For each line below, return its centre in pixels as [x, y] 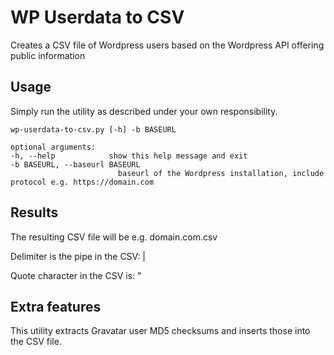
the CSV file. [36, 342]
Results [34, 212]
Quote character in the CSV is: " [76, 275]
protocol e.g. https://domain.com [82, 182]
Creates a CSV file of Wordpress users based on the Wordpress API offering [167, 45]
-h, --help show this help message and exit [129, 156]
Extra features [56, 306]
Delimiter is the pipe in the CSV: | [78, 256]
